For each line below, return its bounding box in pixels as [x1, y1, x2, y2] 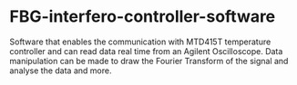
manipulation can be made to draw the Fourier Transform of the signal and [9, 55, 289, 66]
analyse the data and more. [9, 65, 112, 76]
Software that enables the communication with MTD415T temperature [9, 36, 271, 47]
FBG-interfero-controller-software [9, 6, 276, 27]
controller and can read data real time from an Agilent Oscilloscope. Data [9, 45, 283, 56]
